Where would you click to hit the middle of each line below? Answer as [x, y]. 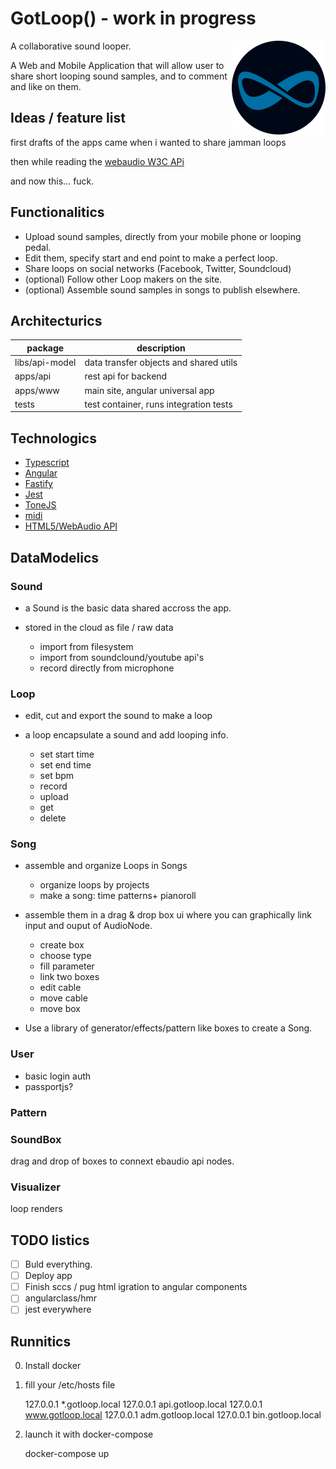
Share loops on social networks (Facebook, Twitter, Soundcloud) [158, 268]
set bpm [57, 776]
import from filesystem [86, 646]
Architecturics [56, 320]
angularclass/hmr [60, 1298]
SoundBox [36, 1139]
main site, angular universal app [149, 390]
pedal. [38, 247]
